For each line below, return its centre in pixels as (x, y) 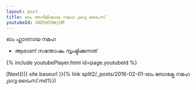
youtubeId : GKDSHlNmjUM (35, 22)
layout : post (22, 11)
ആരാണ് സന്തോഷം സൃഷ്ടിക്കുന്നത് (56, 51)
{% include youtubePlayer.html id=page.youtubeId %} (72, 63)
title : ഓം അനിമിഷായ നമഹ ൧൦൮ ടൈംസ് (56, 17)
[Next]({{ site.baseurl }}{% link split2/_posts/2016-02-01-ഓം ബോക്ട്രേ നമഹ (98, 74)
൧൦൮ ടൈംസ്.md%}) (31, 81)
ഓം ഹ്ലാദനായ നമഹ (31, 39)
